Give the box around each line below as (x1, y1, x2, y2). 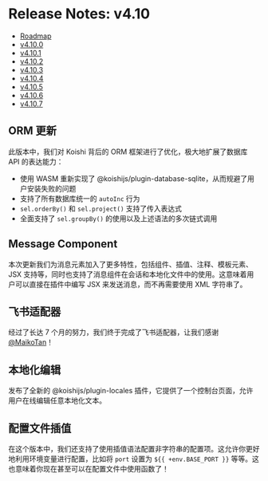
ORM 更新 (8, 124, 57, 138)
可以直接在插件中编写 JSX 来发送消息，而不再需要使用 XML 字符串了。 (14, 279, 247, 289)
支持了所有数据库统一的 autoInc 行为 (19, 193, 140, 203)
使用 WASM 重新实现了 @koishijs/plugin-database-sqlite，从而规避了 (19, 173, 248, 183)
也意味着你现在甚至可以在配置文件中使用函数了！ (8, 464, 169, 473)
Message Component (8, 237, 118, 251)
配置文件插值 (8, 421, 72, 435)
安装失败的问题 (26, 183, 77, 193)
